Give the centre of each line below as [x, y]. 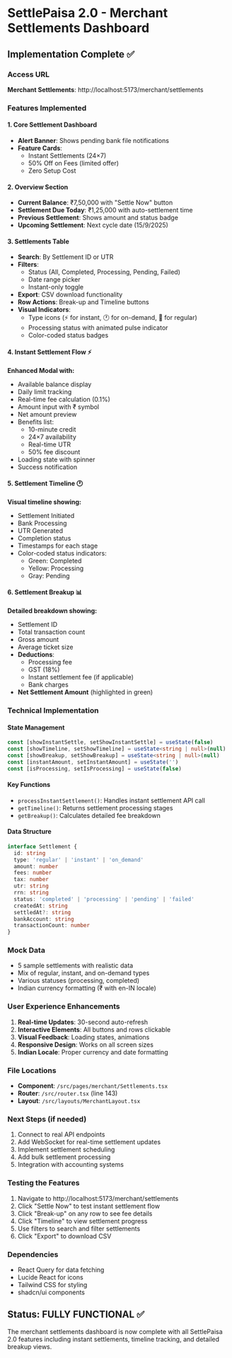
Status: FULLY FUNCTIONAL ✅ [76, 1314]
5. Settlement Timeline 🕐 [45, 483]
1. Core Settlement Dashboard [52, 125]
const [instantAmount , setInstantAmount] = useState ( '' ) [93, 762]
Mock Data [27, 950]
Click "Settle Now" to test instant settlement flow [89, 1206]
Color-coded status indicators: [62, 553]
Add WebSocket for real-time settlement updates [89, 1142]
